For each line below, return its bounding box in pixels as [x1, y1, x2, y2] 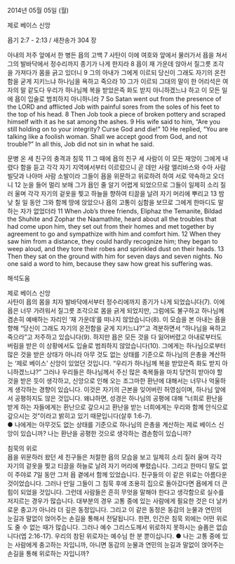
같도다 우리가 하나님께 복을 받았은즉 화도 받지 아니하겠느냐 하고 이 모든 [27, 86, 221, 94]
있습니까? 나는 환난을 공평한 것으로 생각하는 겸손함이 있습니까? [20, 429, 192, 437]
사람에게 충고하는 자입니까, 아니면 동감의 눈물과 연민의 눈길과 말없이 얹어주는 [14, 541, 224, 549]
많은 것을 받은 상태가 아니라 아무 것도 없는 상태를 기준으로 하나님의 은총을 [7, 350, 208, 358]
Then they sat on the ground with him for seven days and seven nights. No [7, 252, 223, 260]
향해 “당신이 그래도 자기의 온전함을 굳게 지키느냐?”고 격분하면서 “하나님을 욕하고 [7, 324, 227, 332]
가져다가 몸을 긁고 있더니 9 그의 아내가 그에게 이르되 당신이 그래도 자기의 [14, 69, 213, 76]
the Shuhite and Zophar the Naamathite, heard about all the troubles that [7, 215, 217, 223]
